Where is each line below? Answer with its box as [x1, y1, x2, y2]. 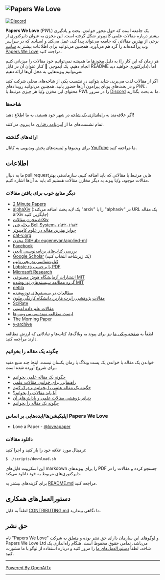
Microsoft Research [12, 269, 53, 275]
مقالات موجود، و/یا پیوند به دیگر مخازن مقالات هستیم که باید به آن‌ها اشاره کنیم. [5, 178, 149, 183]
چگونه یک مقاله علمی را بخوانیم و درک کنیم [12, 384, 91, 390]
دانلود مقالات [5, 436, 33, 443]
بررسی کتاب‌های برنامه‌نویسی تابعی [12, 248, 77, 254]
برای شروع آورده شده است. [5, 365, 57, 370]
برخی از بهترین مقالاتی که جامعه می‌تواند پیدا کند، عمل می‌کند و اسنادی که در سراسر [5, 38, 159, 44]
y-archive [12, 321, 32, 327]
